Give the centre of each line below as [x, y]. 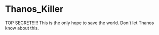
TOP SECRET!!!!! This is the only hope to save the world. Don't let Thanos [79, 23]
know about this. [22, 28]
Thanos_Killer [34, 9]
